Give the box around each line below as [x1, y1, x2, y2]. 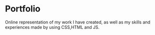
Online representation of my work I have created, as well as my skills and [5, 19, 151, 25]
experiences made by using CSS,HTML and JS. [5, 24, 100, 30]
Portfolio [5, 3, 41, 14]
